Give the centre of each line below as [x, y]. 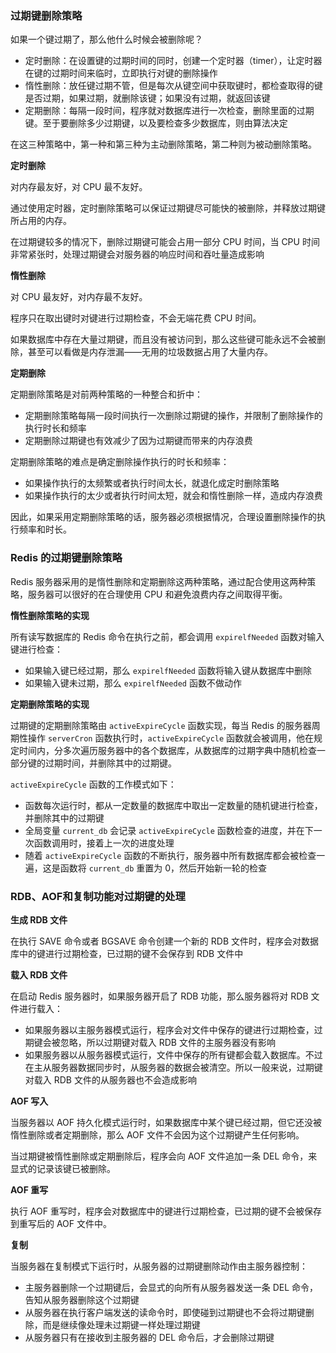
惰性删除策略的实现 [50, 615]
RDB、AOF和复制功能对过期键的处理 [98, 896]
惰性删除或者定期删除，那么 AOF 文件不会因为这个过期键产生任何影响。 [157, 1134]
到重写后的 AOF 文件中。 [61, 1223]
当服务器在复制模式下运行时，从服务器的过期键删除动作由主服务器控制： [159, 1266]
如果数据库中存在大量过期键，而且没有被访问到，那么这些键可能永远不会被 [163, 339]
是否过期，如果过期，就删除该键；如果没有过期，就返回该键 [147, 98]
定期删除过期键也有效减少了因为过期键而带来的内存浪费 [138, 441]
